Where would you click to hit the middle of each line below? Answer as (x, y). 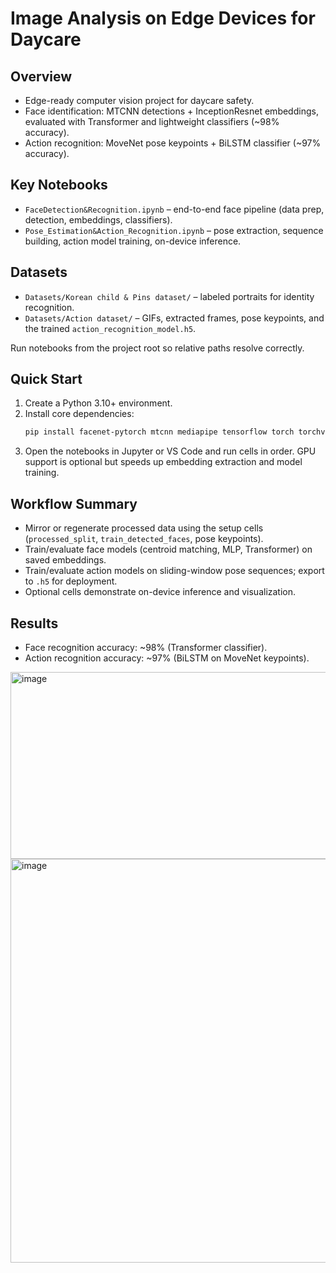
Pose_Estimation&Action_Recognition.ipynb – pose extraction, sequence (174, 230)
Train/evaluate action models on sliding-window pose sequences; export (174, 571)
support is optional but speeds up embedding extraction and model (163, 462)
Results (34, 623)
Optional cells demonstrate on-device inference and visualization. (160, 592)
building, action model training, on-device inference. (133, 241)
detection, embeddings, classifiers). (98, 219)
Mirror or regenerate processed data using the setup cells (144, 528)
